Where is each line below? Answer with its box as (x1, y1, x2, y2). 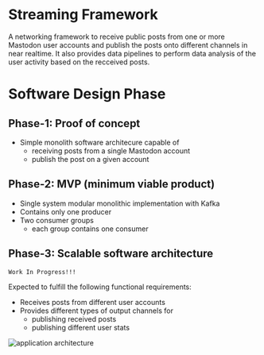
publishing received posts (31, 314, 117, 323)
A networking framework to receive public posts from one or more (8, 32, 225, 41)
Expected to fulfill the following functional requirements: (8, 282, 192, 291)
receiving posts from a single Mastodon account (31, 145, 191, 156)
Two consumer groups (19, 215, 94, 225)
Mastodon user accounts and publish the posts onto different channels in (8, 40, 248, 49)
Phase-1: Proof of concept (8, 117, 141, 130)
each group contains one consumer (31, 224, 149, 233)
